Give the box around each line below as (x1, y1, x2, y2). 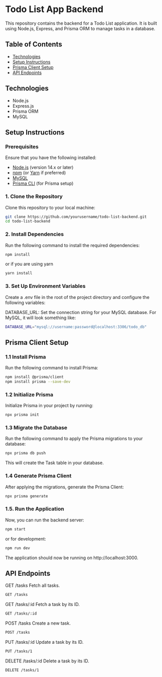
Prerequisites (5, 143, 39, 150)
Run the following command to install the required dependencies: (5, 242, 140, 248)
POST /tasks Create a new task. (5, 620, 71, 626)
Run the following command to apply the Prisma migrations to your (5, 435, 143, 441)
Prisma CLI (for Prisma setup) (12, 180, 74, 187)
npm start (5, 526, 26, 532)
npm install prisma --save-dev (5, 379, 71, 385)
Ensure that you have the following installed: (5, 155, 97, 161)
